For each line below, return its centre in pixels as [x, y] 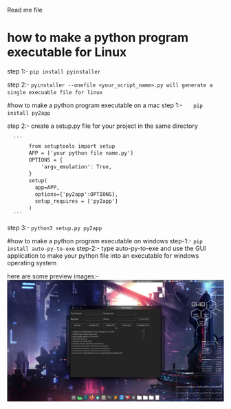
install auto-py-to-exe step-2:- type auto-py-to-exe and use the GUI [107, 248]
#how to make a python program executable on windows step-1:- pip [105, 241]
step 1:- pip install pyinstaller [54, 71]
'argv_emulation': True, [76, 167]
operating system [32, 263]
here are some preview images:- [53, 276]
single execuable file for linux [55, 92]
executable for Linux [67, 53]
